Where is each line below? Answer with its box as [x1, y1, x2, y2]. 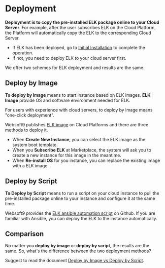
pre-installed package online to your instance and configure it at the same [5, 195, 155, 201]
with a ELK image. [12, 162, 49, 168]
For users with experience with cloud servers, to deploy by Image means [5, 107, 153, 113]
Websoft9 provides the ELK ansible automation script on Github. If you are [5, 210, 156, 216]
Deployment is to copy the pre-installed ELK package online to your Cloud [5, 19, 160, 25]
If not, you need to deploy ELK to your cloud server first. [12, 55, 127, 61]
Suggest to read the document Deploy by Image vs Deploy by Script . [5, 258, 144, 264]
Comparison [5, 230, 44, 238]
